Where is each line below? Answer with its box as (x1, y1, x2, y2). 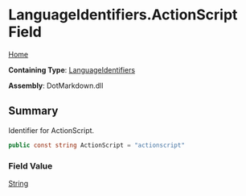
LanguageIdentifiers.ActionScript (8, 6, 238, 24)
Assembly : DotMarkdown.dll (8, 81, 104, 90)
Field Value (8, 160, 53, 171)
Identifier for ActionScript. (8, 125, 95, 135)
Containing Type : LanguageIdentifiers (8, 65, 135, 74)
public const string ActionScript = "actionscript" (8, 141, 185, 149)
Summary (8, 104, 59, 118)
